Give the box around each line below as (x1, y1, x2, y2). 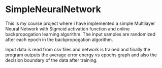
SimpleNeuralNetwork (5, 4, 102, 15)
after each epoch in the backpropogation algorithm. (5, 37, 113, 43)
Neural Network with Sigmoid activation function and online (5, 25, 130, 31)
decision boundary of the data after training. (5, 57, 98, 63)
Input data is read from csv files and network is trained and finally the (5, 46, 151, 52)
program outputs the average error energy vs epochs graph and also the (5, 52, 157, 58)
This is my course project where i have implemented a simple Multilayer (5, 20, 155, 26)
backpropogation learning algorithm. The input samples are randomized (5, 31, 156, 37)
